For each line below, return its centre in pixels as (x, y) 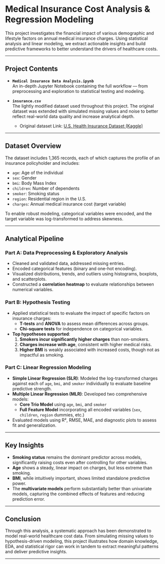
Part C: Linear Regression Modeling (48, 367)
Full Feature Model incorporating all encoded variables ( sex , (81, 410)
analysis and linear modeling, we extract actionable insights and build (75, 43)
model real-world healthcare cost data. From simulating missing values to (79, 536)
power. (19, 483)
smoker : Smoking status (36, 193)
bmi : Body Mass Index (34, 183)
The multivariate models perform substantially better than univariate (82, 488)
